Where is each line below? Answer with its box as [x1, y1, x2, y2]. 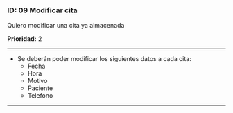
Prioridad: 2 [7, 35, 42, 43]
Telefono [27, 92, 53, 100]
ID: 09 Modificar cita [7, 6, 78, 15]
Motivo [27, 77, 48, 85]
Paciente [27, 84, 53, 92]
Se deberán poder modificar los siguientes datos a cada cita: [17, 55, 192, 63]
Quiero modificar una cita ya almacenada [7, 21, 125, 30]
